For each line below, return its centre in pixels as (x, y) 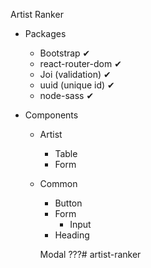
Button (68, 203)
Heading (72, 235)
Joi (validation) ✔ (75, 74)
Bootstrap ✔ (65, 53)
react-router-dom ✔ (80, 63)
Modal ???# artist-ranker (90, 254)
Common (58, 183)
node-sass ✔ (67, 95)
